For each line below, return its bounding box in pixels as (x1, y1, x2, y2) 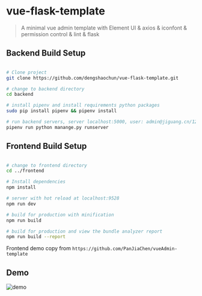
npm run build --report (6, 234, 66, 240)
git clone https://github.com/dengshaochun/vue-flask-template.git (6, 75, 179, 81)
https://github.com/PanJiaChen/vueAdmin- (72, 246, 177, 252)
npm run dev (6, 201, 36, 207)
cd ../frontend (6, 168, 44, 174)
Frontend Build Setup (6, 141, 87, 151)
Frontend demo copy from (6, 245, 71, 252)
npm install (6, 184, 36, 191)
